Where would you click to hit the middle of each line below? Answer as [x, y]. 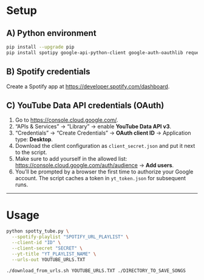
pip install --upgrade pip [40, 47]
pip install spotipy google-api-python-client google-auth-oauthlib [95, 52]
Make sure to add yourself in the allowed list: [71, 159]
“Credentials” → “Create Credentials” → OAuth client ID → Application [103, 133]
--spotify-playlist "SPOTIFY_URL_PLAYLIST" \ [70, 237]
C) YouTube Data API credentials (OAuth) [85, 105]
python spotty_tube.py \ [38, 231]
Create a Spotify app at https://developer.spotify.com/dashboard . [88, 86]
